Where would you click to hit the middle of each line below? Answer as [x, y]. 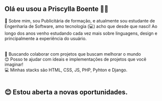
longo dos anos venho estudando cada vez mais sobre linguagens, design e [81, 33]
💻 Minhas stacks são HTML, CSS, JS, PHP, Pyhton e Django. [66, 70]
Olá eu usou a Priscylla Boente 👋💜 [57, 9]
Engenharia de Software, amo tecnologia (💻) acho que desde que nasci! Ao [81, 26]
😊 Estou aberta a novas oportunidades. [66, 92]
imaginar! [14, 64]
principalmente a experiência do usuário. [46, 38]
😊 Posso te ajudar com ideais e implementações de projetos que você [76, 59]
